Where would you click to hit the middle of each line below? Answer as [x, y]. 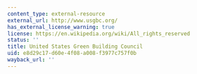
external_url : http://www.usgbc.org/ [63, 20]
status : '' [23, 40]
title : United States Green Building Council [75, 47]
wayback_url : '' [31, 60]
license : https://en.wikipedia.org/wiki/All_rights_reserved [99, 33]
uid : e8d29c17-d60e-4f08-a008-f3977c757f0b [72, 54]
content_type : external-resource [56, 14]
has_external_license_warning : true [61, 27]
